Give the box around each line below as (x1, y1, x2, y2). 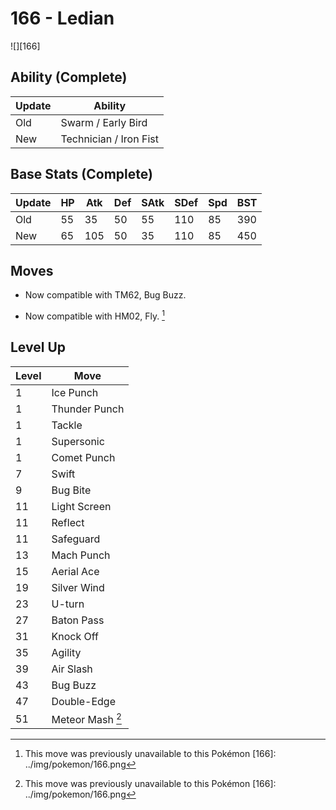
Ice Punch (51, 385, 99, 399)
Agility (51, 645, 82, 659)
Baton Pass (51, 613, 105, 627)
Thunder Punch (51, 402, 125, 416)
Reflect (51, 515, 85, 529)
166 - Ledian (10, 7, 115, 30)
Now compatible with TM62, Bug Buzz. (24, 289, 187, 301)
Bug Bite (51, 483, 92, 497)
